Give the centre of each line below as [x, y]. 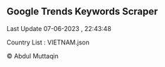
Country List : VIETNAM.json [48, 42]
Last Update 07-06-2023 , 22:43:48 [59, 28]
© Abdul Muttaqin [33, 56]
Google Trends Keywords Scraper [82, 12]
